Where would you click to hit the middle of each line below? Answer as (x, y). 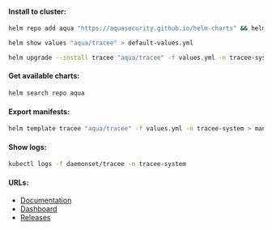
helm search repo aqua (47, 93)
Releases (35, 218)
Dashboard (39, 209)
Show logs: (28, 147)
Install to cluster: (37, 11)
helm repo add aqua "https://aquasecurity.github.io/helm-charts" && (128, 28)
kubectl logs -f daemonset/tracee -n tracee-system (97, 164)
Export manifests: (39, 111)
